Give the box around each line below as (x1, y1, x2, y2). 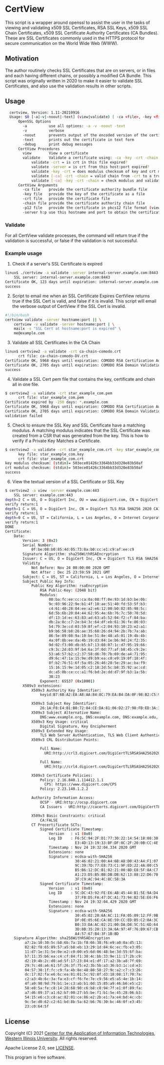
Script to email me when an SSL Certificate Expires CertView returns (12, 293, 150, 299)
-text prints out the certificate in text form (22, 137, 134, 142)
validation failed (5, 413, 42, 418)
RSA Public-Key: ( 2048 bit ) (40, 588, 97, 593)
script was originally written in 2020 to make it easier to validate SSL (5, 78, 143, 83)
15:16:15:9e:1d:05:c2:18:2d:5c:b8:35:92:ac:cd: (48, 665, 147, 670)
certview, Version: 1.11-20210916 (9, 110, 80, 115)
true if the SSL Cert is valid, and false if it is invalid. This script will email (12, 298, 157, 304)
